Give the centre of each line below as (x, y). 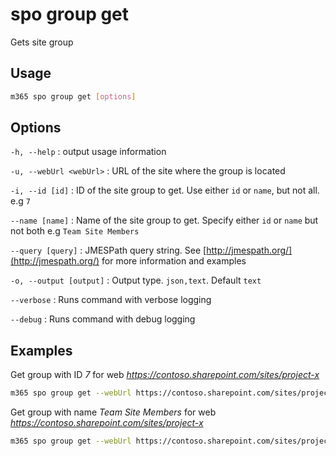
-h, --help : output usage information (88, 152)
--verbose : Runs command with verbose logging (111, 300)
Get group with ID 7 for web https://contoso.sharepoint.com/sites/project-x (165, 375)
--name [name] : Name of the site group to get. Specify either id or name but (164, 220)
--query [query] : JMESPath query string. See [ (108, 250)
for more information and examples (174, 261)
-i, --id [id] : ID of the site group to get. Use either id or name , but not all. (165, 190)
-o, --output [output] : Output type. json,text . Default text (136, 280)
